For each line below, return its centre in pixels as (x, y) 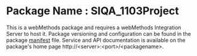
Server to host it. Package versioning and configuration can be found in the (98, 33)
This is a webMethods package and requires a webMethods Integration (94, 27)
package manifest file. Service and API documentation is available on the (96, 40)
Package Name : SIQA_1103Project (93, 11)
